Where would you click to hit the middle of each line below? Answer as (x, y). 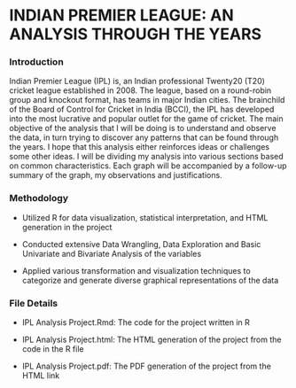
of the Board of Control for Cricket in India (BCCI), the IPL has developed (142, 109)
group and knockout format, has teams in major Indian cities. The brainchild (147, 100)
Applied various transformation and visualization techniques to (136, 270)
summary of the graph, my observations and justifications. (116, 175)
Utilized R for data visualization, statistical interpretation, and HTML (145, 217)
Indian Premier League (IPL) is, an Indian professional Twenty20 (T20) (137, 81)
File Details (34, 303)
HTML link (41, 376)
